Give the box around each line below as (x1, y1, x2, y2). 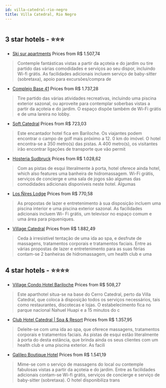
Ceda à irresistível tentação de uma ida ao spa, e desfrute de (17, 235, 142, 241)
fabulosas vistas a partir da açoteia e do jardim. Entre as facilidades (17, 367, 156, 373)
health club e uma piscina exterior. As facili (17, 342, 105, 348)
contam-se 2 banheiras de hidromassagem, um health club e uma (17, 251, 152, 257)
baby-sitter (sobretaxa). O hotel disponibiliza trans (17, 377, 120, 383)
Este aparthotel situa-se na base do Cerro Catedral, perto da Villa (17, 291, 151, 297)
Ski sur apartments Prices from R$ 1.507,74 (12, 51, 101, 57)
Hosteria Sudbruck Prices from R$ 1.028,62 (12, 156, 101, 162)
